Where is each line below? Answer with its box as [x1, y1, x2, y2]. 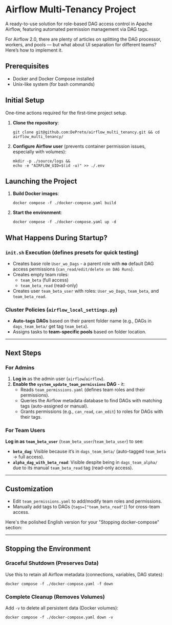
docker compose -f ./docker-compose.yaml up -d [12, 220, 116, 225]
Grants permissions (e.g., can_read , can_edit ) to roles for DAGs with [20, 408, 163, 415]
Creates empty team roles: [12, 272, 69, 278]
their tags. [20, 414, 42, 420]
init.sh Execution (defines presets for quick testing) [5, 248, 139, 256]
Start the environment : [12, 209, 62, 216]
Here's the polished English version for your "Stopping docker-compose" [5, 519, 160, 525]
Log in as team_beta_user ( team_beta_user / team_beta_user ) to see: [5, 438, 144, 444]
